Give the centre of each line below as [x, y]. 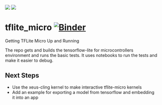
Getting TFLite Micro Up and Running [42, 40]
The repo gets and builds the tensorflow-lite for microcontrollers [69, 50]
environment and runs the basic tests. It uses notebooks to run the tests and [81, 55]
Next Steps [22, 75]
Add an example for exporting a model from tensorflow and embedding [83, 92]
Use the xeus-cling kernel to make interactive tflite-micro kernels [77, 87]
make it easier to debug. [29, 60]
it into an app [25, 97]
